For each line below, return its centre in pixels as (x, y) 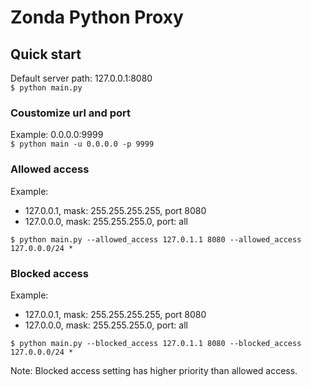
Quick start (46, 54)
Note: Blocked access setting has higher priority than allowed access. (154, 370)
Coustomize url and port (70, 113)
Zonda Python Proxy (97, 17)
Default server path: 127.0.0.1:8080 (81, 78)
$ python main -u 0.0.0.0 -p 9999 (82, 144)
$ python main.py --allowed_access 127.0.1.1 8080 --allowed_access (156, 239)
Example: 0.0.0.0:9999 (57, 135)
